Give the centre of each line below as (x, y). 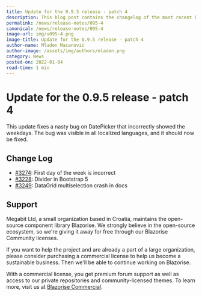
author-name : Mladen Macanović (45, 46)
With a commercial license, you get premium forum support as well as (93, 274)
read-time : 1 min (28, 68)
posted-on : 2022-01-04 (35, 62)
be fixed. (17, 139)
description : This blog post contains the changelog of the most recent (99, 17)
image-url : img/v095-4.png (40, 34)
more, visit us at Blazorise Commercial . (55, 286)
